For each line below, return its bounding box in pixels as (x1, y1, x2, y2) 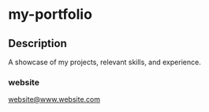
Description (8, 37, 67, 50)
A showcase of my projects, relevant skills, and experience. (8, 57, 201, 67)
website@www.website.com (8, 95, 101, 104)
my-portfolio (8, 5, 93, 23)
